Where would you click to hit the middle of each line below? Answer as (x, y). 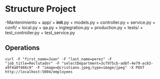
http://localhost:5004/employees (39, 72)
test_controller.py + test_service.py (40, 32)
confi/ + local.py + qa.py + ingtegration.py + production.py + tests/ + (74, 27)
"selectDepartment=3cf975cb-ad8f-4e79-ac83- (107, 63)
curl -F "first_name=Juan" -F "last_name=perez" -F (58, 59)
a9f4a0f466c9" (19, 67)
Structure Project (41, 9)
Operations (22, 48)
